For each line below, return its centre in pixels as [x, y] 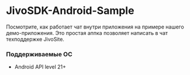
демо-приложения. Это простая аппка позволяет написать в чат [87, 33]
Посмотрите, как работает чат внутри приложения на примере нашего [95, 27]
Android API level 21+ [40, 67]
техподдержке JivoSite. [35, 39]
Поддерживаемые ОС [39, 54]
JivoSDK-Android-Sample [70, 11]
